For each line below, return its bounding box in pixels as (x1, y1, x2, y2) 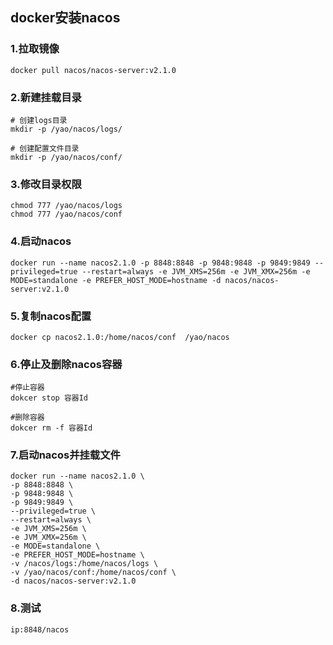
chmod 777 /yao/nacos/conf (10, 209, 123, 220)
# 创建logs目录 (10, 115, 68, 125)
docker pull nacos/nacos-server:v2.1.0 (10, 65, 177, 75)
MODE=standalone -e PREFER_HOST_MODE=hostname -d (10, 275, 222, 285)
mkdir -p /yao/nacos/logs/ (10, 124, 123, 134)
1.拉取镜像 (10, 42, 60, 56)
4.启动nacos (10, 234, 72, 248)
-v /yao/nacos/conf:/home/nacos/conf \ (10, 568, 177, 578)
